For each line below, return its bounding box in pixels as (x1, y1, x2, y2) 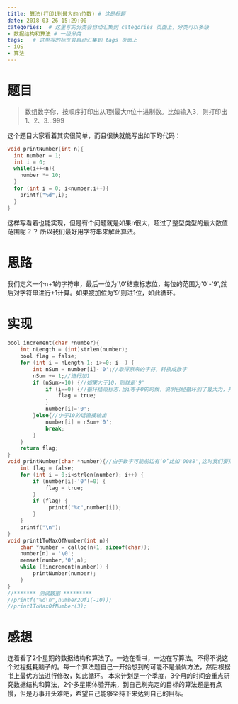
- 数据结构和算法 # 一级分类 (7, 30, 81, 38)
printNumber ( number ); (33, 570, 97, 577)
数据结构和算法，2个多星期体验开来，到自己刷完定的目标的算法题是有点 (13, 681, 222, 689)
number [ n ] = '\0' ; (20, 550, 74, 557)
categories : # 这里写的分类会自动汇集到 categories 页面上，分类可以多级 (7, 23, 209, 30)
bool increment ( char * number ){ (7, 339, 100, 347)
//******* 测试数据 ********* (7, 589, 92, 597)
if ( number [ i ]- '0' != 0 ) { (33, 477, 106, 485)
